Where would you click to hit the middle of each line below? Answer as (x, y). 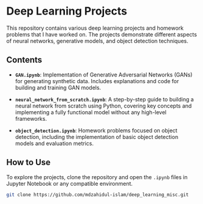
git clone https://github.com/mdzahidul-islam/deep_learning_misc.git (98, 195)
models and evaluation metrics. (54, 143)
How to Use (29, 162)
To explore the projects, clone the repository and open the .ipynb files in (97, 177)
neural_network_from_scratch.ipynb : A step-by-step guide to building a (105, 99)
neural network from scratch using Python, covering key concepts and (103, 106)
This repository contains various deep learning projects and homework (95, 28)
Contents (24, 60)
